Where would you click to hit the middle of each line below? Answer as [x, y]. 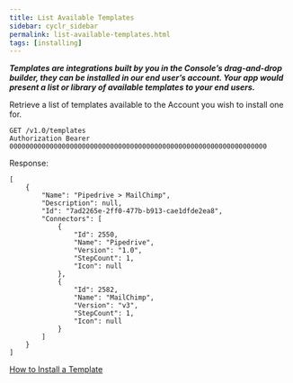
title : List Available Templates [72, 18]
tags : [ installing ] [46, 43]
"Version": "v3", [106, 306]
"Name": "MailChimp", [114, 298]
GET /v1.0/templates [48, 131]
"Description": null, [82, 203]
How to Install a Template [56, 370]
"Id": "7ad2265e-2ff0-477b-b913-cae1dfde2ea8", [132, 211]
